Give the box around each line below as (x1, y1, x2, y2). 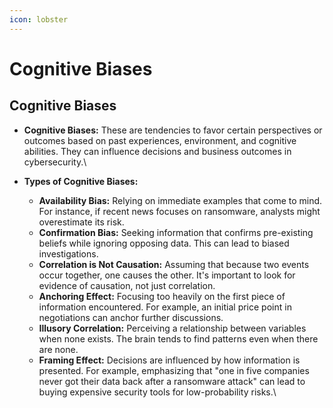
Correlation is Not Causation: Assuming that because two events (38, 258, 310, 270)
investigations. (38, 247, 99, 260)
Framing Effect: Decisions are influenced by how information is (38, 354, 301, 366)
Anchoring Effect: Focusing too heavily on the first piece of (38, 290, 286, 302)
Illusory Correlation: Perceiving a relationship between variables (38, 322, 307, 334)
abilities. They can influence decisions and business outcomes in (23, 145, 292, 157)
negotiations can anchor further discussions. (38, 311, 224, 323)
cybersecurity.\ (23, 156, 87, 168)
